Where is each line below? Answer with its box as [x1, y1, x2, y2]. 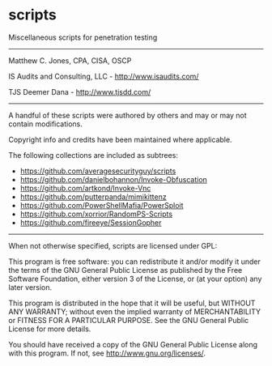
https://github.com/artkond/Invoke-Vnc [19, 183, 151, 193]
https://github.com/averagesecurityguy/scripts [19, 166, 176, 176]
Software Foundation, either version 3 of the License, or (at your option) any [8, 274, 262, 283]
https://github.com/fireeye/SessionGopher [19, 217, 162, 228]
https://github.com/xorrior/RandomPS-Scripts [19, 209, 172, 219]
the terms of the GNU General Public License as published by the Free [8, 265, 243, 274]
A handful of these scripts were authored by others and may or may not [8, 110, 247, 120]
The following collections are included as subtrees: [8, 150, 178, 160]
